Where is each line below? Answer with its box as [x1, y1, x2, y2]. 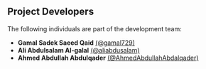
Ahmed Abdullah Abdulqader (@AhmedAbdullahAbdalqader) [17, 53, 199, 62]
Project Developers [7, 6, 94, 18]
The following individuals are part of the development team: [7, 24, 183, 33]
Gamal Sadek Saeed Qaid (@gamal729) [17, 38, 135, 47]
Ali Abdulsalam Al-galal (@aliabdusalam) [17, 46, 140, 54]
